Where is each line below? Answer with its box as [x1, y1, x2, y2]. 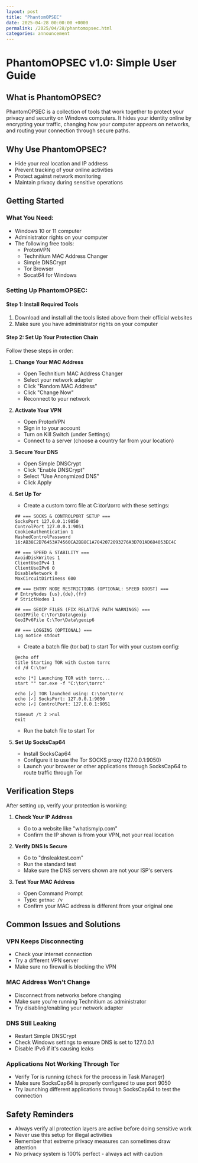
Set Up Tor [14, 490, 41, 497]
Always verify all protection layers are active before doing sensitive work [14, 1125, 192, 1132]
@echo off [14, 654, 40, 660]
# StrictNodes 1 [14, 596, 55, 602]
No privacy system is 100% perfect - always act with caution [14, 1151, 163, 1158]
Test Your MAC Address [14, 878, 75, 885]
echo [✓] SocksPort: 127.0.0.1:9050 [14, 696, 105, 702]
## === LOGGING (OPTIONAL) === [14, 627, 92, 633]
